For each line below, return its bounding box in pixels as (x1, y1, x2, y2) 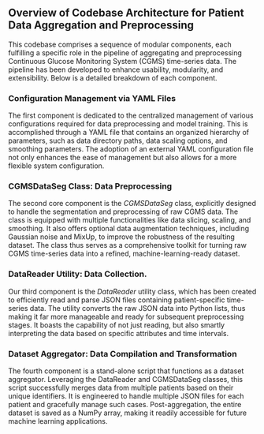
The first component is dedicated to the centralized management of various (8, 110, 254, 121)
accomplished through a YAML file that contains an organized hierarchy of (8, 128, 250, 137)
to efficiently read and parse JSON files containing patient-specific (8, 295, 225, 305)
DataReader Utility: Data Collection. (8, 268, 147, 279)
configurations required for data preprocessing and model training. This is (8, 119, 248, 129)
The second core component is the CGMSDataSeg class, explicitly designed (8, 199, 256, 208)
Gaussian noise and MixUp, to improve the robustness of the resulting (8, 232, 235, 241)
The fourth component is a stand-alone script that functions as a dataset (8, 366, 244, 376)
